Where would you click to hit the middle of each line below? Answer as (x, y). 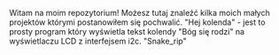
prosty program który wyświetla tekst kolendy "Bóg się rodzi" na (127, 31)
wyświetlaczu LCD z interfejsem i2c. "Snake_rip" (98, 41)
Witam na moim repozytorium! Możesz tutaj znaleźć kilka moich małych (139, 13)
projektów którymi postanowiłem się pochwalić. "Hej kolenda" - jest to (137, 22)
